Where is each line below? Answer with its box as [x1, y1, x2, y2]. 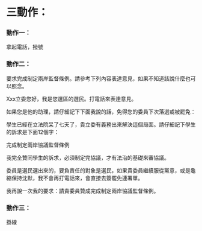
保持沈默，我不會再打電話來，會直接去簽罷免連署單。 [11, 174, 143, 182]
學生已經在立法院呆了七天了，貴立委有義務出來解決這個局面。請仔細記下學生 [6, 121, 196, 128]
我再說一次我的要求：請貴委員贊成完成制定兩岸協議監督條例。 [6, 187, 159, 194]
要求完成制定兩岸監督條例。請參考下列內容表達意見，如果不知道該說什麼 [6, 75, 185, 82]
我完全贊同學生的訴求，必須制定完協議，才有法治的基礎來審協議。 [6, 154, 170, 161]
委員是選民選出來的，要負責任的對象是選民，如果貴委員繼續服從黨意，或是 [6, 166, 191, 174]
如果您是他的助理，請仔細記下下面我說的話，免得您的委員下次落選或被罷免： [6, 108, 196, 115]
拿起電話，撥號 [6, 43, 43, 51]
